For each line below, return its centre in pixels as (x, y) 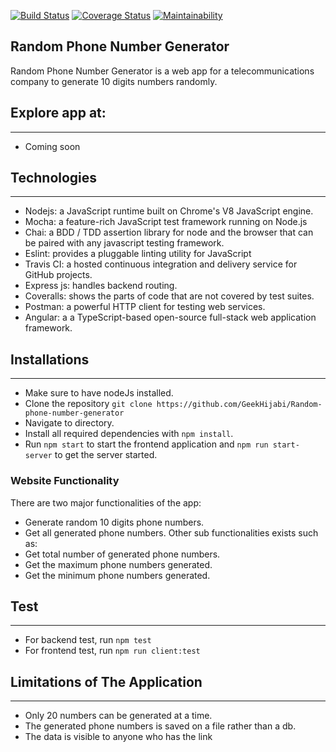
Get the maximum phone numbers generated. (118, 564)
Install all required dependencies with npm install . (129, 434)
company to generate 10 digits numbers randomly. (114, 81)
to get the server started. (106, 455)
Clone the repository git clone (88, 404)
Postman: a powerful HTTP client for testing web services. (145, 307)
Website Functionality (65, 481)
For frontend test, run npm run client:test (112, 651)
